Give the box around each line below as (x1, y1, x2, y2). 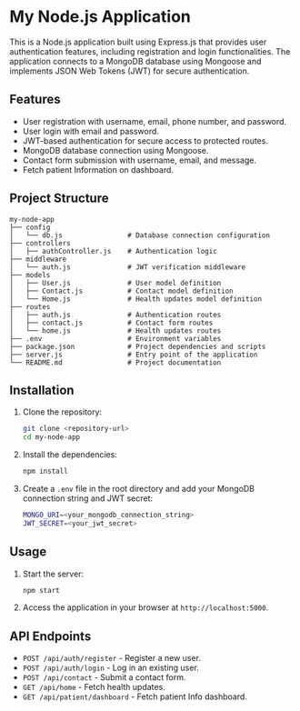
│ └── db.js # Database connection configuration (9, 230, 271, 240)
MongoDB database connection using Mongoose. (22, 145, 209, 155)
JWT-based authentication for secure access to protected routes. (22, 135, 268, 146)
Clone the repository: (22, 406, 103, 417)
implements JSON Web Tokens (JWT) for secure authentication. (9, 65, 250, 76)
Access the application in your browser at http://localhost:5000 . (22, 602, 269, 613)
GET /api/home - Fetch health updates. (22, 682, 165, 693)
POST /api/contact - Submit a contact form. (22, 672, 186, 683)
